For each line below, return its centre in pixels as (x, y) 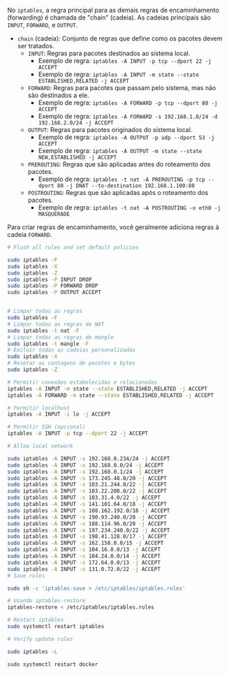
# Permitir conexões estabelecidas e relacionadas (82, 382)
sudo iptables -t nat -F (43, 331)
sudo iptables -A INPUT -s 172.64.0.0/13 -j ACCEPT (84, 562)
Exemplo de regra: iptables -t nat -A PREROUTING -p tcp (122, 179)
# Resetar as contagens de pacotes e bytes (72, 363)
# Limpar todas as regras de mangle (60, 337)
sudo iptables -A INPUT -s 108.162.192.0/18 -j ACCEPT (89, 510)
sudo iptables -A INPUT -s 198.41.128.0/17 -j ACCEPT (87, 537)
